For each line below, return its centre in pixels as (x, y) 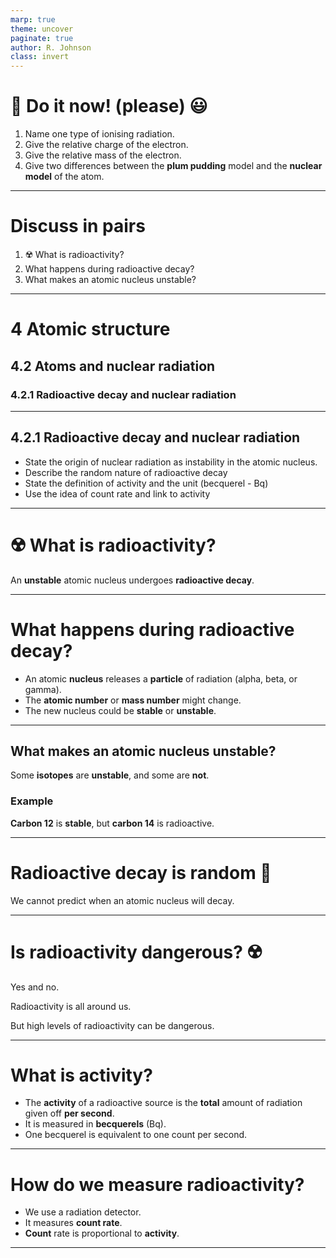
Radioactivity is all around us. (71, 1006)
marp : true (33, 19)
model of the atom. (64, 177)
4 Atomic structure (90, 329)
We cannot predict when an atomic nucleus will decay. (122, 900)
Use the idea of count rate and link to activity (117, 493)
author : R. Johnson (51, 47)
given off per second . (69, 1113)
